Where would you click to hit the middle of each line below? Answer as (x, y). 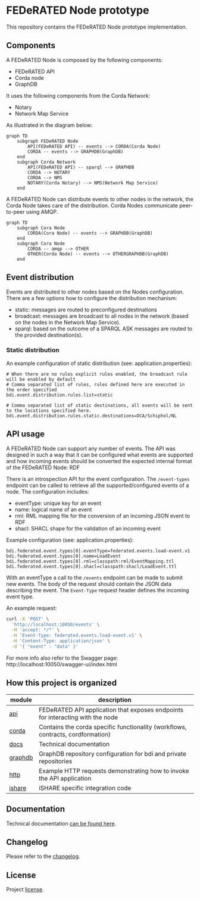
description (115, 700)
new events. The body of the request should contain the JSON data (89, 583)
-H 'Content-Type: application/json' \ (61, 641)
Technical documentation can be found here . (61, 823)
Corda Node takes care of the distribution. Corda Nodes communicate (92, 205)
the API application (65, 778)
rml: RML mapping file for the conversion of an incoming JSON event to (102, 516)
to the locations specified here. (49, 411)
